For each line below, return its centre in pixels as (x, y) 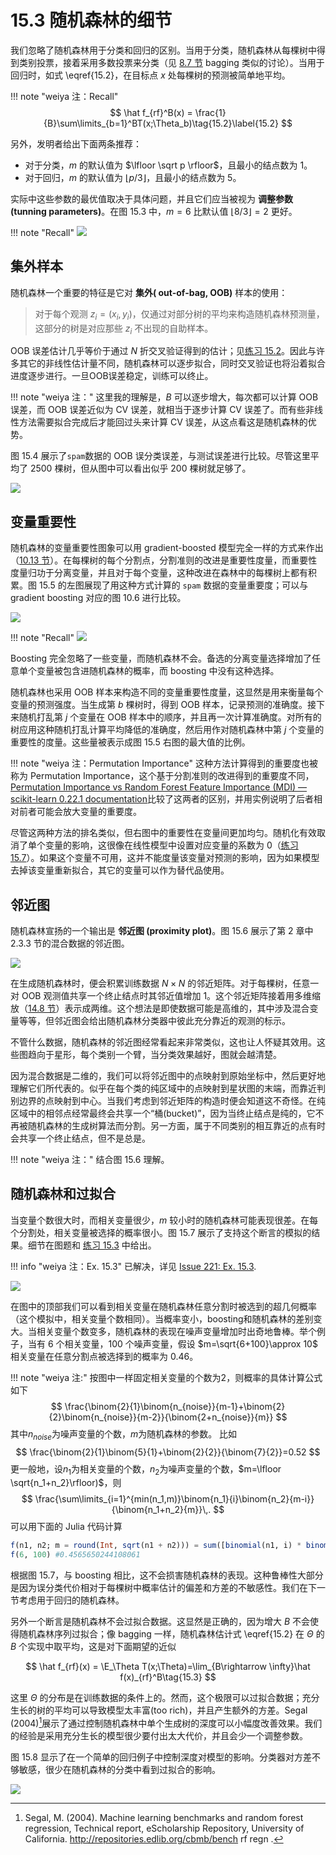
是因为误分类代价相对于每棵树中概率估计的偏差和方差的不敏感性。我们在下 (163, 1588)
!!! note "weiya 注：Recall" (64, 96)
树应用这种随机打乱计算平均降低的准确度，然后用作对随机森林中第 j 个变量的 (167, 730)
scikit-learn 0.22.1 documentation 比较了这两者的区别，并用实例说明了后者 (162, 799)
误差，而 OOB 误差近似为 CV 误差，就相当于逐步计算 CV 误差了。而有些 (158, 410)
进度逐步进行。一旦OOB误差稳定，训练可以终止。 (112, 376)
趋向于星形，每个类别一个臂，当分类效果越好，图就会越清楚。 (154, 1054)
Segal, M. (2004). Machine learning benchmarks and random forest (164, 1817)
